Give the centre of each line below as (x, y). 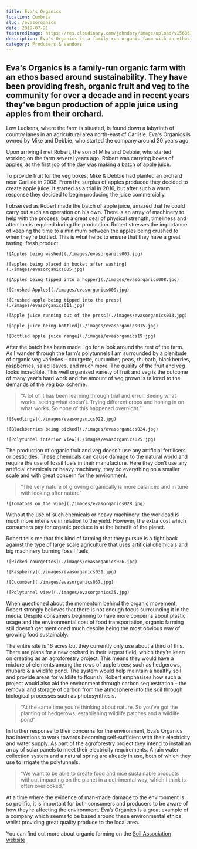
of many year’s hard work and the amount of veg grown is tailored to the (93, 378)
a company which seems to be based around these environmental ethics (94, 816)
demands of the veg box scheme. (47, 384)
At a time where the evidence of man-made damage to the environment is (95, 797)
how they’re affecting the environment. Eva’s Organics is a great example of (97, 810)
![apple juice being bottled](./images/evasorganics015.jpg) (82, 326)
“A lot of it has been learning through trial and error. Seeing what (98, 395)
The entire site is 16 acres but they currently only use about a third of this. (95, 645)
